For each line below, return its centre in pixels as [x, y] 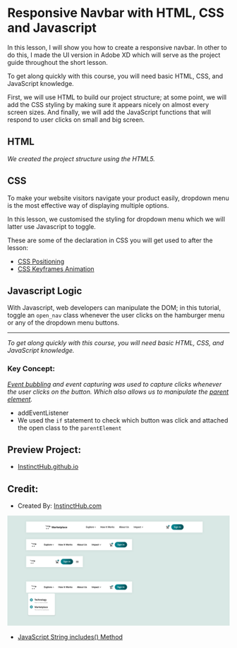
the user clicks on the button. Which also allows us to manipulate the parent [118, 392]
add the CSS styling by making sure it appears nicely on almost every [108, 104]
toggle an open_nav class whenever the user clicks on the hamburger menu [116, 316]
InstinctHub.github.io [48, 467]
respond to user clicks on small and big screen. [76, 119]
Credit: [23, 488]
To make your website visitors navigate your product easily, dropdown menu [118, 198]
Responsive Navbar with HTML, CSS [116, 13]
